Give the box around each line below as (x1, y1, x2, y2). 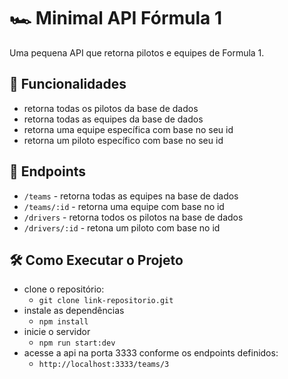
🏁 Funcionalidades (9, 76, 127, 93)
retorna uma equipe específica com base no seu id (23, 123, 234, 135)
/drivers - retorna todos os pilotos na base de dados (23, 211, 244, 223)
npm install (38, 317, 89, 327)
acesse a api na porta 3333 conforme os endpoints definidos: (23, 347, 279, 359)
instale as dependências (23, 305, 125, 317)
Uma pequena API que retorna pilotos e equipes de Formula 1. (9, 46, 265, 59)
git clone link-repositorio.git (38, 296, 174, 306)
